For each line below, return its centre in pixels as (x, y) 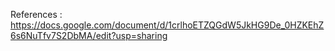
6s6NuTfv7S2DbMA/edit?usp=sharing (89, 35)
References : (36, 14)
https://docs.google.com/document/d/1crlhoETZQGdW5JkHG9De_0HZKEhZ (167, 25)
